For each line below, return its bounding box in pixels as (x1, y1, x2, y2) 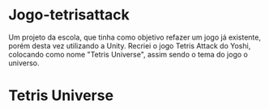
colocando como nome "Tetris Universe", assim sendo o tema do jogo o (8, 49, 249, 59)
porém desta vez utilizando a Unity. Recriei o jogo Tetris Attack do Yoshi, (8, 40, 251, 50)
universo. (8, 58, 40, 68)
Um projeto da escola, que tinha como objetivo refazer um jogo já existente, (8, 32, 262, 42)
